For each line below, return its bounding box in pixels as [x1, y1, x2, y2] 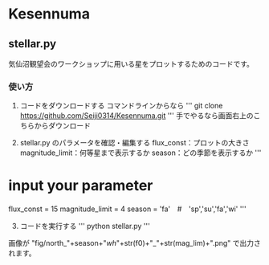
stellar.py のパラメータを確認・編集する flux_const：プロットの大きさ [19, 138, 250, 148]
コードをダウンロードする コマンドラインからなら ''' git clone [19, 101, 223, 111]
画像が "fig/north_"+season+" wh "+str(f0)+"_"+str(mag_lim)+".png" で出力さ [8, 238, 261, 248]
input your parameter [8, 177, 153, 195]
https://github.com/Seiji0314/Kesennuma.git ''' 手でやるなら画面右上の [19, 111, 254, 120]
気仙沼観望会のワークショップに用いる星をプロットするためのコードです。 [8, 59, 255, 68]
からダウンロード [34, 121, 91, 131]
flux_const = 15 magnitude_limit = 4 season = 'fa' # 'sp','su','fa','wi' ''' [8, 204, 247, 214]
